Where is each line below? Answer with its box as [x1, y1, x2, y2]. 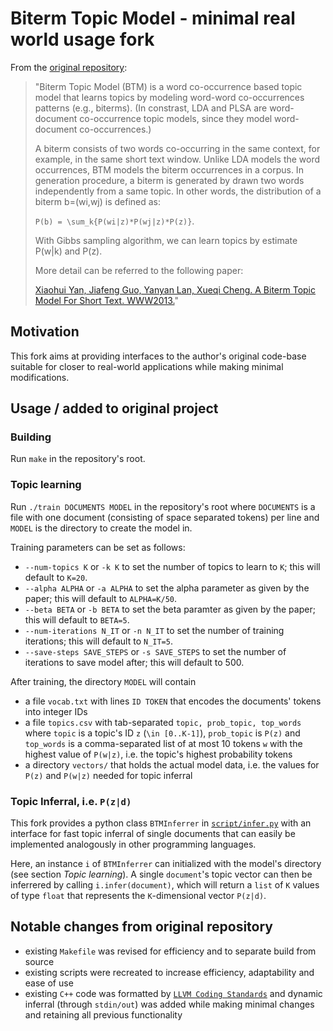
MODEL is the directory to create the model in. [10, 522, 193, 534]
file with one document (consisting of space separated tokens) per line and [10, 511, 320, 523]
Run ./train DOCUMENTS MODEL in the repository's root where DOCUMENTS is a [10, 500, 316, 512]
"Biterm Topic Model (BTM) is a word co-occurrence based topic [34, 80, 303, 92]
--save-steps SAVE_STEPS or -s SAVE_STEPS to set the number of [24, 645, 287, 657]
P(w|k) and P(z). [34, 245, 103, 257]
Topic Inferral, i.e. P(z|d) [10, 794, 132, 808]
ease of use [24, 977, 74, 989]
